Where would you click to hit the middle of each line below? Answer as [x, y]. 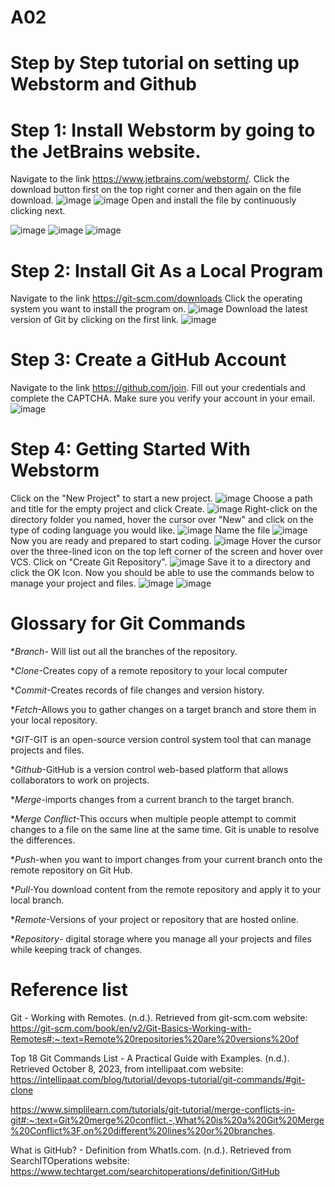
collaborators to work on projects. [80, 780]
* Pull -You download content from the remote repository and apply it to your [166, 890]
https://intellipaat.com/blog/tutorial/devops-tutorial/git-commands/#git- [158, 1079]
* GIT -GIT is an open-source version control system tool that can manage [161, 740]
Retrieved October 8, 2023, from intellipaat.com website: [127, 1069]
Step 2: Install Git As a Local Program [167, 270]
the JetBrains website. [106, 151]
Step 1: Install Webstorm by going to [163, 130]
